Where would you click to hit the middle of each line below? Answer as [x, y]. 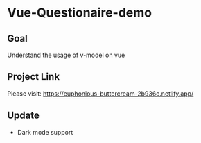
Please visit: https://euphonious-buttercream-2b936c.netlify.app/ [101, 93]
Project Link [34, 77]
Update [24, 116]
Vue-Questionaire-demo [80, 13]
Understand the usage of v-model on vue [66, 55]
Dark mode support [45, 132]
